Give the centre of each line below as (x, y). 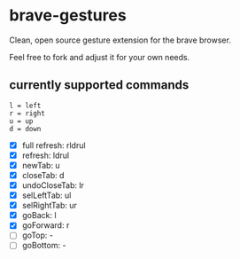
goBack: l (39, 216)
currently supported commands (99, 85)
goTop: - (37, 235)
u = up (21, 121)
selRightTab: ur (50, 206)
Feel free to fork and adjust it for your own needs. (100, 57)
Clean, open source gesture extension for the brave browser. (120, 40)
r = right (27, 113)
